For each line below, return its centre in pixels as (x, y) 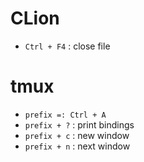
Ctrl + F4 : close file (67, 46)
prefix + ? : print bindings (79, 124)
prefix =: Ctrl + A (65, 115)
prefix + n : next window (77, 146)
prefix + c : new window (77, 135)
